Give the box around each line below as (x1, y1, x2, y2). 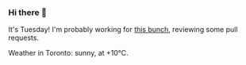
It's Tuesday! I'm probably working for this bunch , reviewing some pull (8, 25, 238, 34)
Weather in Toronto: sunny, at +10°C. (8, 49, 129, 58)
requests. (8, 33, 40, 42)
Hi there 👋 (8, 7, 48, 18)
